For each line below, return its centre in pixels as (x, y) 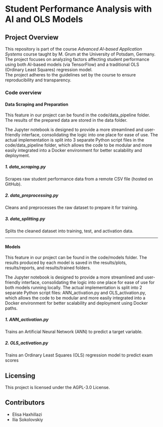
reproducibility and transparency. (38, 80)
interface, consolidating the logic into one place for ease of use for (88, 282)
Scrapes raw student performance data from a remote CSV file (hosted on (79, 179)
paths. (11, 308)
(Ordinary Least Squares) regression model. (49, 70)
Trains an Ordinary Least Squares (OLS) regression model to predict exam (79, 355)
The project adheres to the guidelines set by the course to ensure (70, 75)
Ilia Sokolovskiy (27, 419)
